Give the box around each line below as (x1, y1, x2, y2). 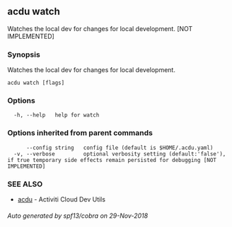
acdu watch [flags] (7, 79, 65, 87)
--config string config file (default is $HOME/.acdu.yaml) (25, 144, 214, 151)
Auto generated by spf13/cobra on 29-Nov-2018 (7, 211, 149, 220)
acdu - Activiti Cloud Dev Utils (17, 195, 106, 204)
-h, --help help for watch (13, 112, 100, 119)
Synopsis (7, 50, 40, 59)
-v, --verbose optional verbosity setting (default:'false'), (13, 150, 226, 158)
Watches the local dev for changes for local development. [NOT (7, 24, 193, 33)
